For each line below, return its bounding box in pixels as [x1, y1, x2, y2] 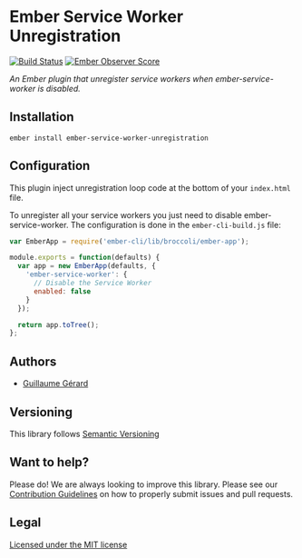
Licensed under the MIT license [9, 539, 128, 550]
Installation [9, 109, 74, 125]
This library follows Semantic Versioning [9, 428, 161, 439]
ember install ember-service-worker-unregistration [9, 134, 209, 143]
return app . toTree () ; [17, 320, 100, 329]
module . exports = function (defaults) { [9, 253, 161, 263]
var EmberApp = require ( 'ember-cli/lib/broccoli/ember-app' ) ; [9, 236, 249, 246]
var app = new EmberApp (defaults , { [17, 262, 156, 271]
